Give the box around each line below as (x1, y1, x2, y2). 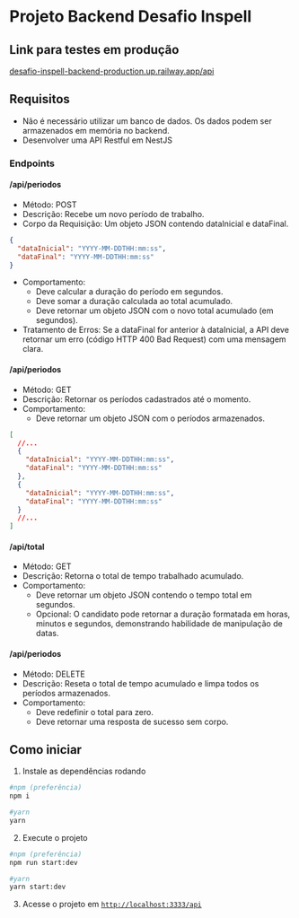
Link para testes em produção (9, 42, 180, 57)
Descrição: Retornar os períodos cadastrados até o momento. (22, 393, 251, 405)
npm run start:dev (9, 858, 78, 867)
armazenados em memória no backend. (22, 125, 171, 136)
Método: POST (22, 199, 77, 210)
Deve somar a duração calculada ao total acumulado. (35, 296, 233, 307)
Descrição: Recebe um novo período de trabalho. (22, 208, 205, 219)
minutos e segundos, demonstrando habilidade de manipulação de (35, 618, 283, 629)
